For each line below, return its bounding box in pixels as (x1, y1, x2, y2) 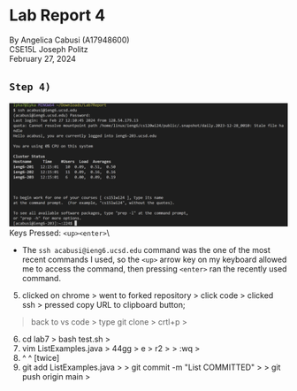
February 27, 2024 (9, 53, 77, 64)
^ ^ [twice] (21, 353, 60, 364)
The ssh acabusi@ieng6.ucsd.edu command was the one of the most (21, 245, 271, 256)
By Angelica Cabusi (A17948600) (9, 34, 130, 45)
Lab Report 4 (9, 5, 106, 26)
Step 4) (9, 80, 51, 94)
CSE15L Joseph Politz (9, 43, 88, 54)
